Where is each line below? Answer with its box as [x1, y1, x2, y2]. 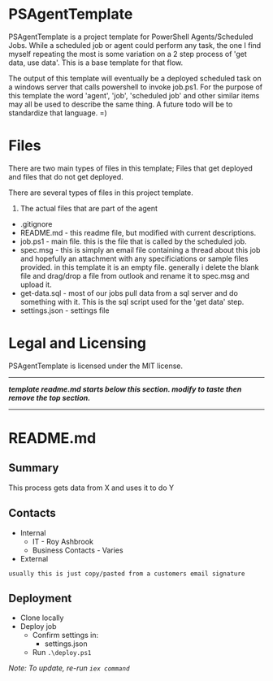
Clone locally [19, 613, 64, 622]
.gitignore [19, 219, 53, 228]
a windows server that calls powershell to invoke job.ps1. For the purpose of [8, 82, 263, 92]
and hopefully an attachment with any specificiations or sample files [19, 254, 249, 263]
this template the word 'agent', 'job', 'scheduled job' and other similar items [8, 90, 260, 100]
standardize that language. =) [8, 107, 107, 118]
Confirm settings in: [32, 631, 99, 640]
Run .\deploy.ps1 [32, 648, 92, 657]
